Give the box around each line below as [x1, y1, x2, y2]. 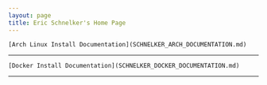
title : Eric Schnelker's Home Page [8, 19, 126, 27]
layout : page [8, 11, 52, 20]
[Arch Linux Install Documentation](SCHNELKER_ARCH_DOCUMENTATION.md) [8, 40, 247, 48]
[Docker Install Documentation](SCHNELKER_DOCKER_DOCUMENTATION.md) [8, 61, 240, 69]
